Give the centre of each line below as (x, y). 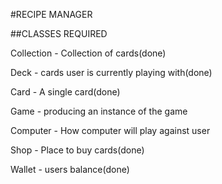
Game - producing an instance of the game (99, 111)
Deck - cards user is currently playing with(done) (111, 72)
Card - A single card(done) (65, 92)
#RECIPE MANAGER (51, 14)
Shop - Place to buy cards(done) (77, 150)
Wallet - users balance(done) (70, 169)
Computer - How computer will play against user (110, 130)
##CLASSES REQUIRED (59, 33)
